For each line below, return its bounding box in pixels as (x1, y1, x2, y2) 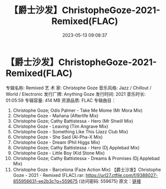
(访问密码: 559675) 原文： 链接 (79, 178, 141, 184)
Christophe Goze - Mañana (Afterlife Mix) (13, 112, 99, 118)
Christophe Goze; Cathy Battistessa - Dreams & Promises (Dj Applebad (13, 155, 160, 161)
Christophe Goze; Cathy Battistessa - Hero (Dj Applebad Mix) (13, 144, 140, 150)
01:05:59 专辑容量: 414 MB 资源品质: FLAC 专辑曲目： (6, 97, 116, 103)
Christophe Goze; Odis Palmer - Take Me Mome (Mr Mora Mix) (13, 107, 143, 113)
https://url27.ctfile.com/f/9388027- (85, 172, 158, 178)
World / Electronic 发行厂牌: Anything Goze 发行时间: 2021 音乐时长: (6, 91, 146, 97)
